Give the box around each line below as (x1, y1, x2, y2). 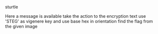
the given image (5, 23, 38, 29)
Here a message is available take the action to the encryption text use (5, 13, 146, 19)
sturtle (5, 4, 18, 10)
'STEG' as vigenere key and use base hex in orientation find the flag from (5, 19, 153, 24)
